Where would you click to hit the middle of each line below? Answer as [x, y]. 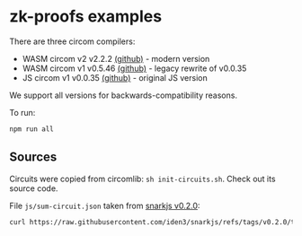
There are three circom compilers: [72, 41]
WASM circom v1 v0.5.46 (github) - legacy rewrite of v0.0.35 [134, 68]
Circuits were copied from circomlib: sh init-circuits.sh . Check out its [142, 179]
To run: [22, 112]
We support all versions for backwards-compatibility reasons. [124, 95]
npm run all [31, 129]
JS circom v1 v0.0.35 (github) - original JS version [115, 77]
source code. [34, 188]
